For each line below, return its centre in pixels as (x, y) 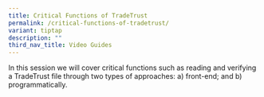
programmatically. (38, 85)
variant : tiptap (35, 30)
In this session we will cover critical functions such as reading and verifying (132, 68)
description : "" (35, 38)
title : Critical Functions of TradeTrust (78, 16)
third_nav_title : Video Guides (60, 45)
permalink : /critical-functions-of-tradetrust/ (89, 23)
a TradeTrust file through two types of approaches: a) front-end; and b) (125, 76)
